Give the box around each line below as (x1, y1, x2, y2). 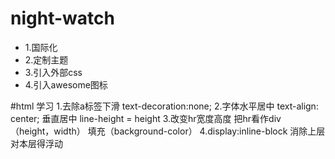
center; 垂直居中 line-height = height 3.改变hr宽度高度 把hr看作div (10, 112, 282, 124)
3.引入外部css (24, 66, 83, 78)
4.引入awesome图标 (24, 78, 108, 91)
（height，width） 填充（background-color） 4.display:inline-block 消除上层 (10, 125, 326, 137)
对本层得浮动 (10, 137, 63, 149)
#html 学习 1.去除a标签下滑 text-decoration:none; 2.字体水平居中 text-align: (10, 100, 319, 112)
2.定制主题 (24, 53, 69, 66)
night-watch (10, 7, 115, 30)
